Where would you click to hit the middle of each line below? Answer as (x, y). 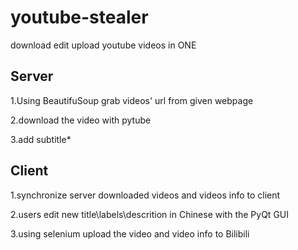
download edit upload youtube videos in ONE (103, 45)
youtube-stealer (79, 17)
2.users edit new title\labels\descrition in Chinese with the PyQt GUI (149, 214)
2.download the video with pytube (81, 120)
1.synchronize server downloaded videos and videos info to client (145, 195)
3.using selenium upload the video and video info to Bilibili (130, 233)
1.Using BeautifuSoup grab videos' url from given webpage (132, 100)
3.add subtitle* (41, 139)
